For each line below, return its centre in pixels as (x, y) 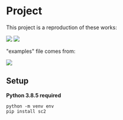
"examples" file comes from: (41, 51)
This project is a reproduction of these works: (61, 27)
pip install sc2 (26, 111)
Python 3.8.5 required (34, 95)
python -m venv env (30, 106)
